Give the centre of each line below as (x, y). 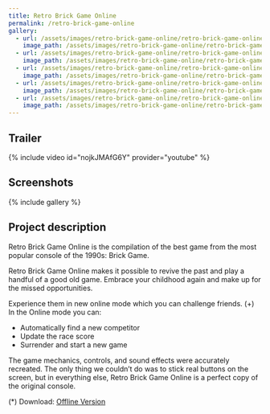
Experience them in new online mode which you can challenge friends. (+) (131, 303)
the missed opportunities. (51, 288)
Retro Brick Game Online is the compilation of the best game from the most (133, 247)
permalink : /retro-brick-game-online (72, 23)
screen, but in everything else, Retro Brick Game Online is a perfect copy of (133, 377)
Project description (57, 227)
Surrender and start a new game (74, 344)
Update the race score (57, 336)
